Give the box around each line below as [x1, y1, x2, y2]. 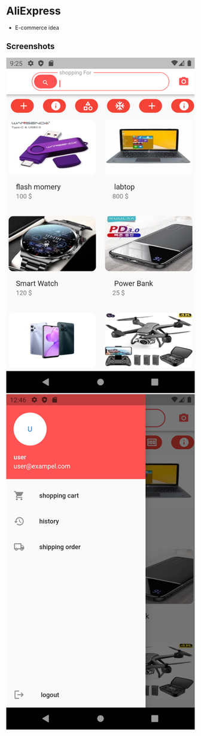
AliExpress [6, 4, 61, 18]
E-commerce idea [14, 24, 59, 31]
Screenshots [6, 41, 55, 52]
